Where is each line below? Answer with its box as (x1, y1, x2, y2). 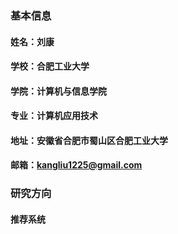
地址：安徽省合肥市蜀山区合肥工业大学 (10, 134, 168, 146)
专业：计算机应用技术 (10, 110, 98, 122)
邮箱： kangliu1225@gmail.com (10, 159, 143, 171)
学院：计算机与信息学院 (10, 85, 107, 97)
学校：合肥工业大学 (10, 60, 90, 72)
